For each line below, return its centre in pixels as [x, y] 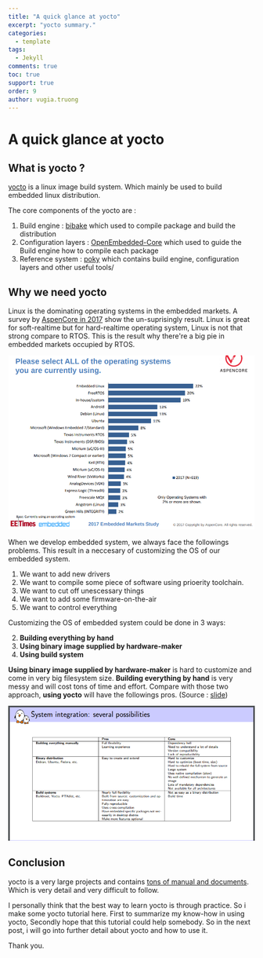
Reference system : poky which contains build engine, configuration [129, 259]
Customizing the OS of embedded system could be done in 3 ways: [117, 622]
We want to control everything [68, 607]
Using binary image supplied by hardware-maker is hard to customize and [130, 669]
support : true [31, 82]
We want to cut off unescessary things [82, 591]
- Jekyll [29, 58]
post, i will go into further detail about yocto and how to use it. [108, 930]
